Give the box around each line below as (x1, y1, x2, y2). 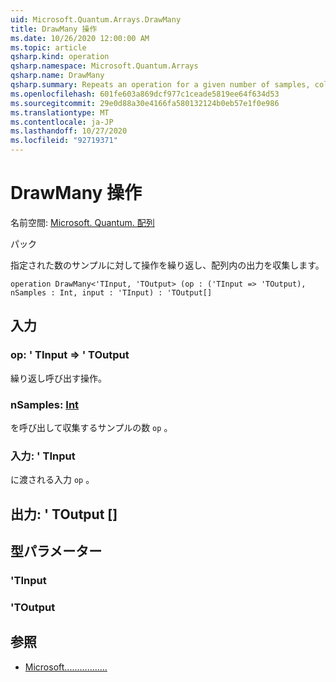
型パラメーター (10, 543, 103, 560)
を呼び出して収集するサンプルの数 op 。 (10, 421, 173, 433)
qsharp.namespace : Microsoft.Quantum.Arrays (10, 61, 199, 71)
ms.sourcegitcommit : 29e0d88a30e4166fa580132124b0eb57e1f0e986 (10, 98, 280, 108)
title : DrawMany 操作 (10, 24, 98, 34)
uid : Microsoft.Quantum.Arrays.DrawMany (10, 14, 182, 25)
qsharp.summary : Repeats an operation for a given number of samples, (10, 80, 311, 90)
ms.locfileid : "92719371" (10, 136, 118, 146)
